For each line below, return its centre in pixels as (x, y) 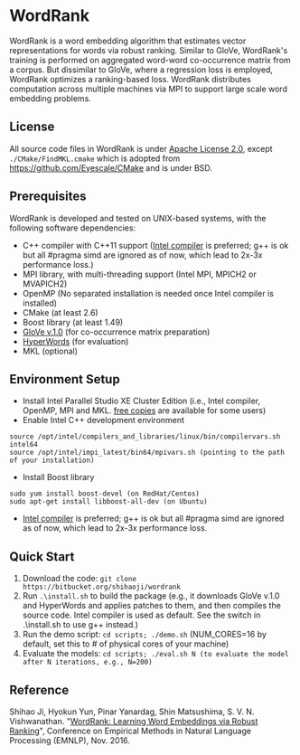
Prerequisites (48, 197)
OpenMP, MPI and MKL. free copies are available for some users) (144, 411)
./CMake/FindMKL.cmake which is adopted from (95, 158)
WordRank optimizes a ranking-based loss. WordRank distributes (130, 79)
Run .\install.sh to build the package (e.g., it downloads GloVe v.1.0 (151, 596)
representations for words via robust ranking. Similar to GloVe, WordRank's (149, 50)
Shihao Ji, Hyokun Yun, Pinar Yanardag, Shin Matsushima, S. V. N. (132, 712)
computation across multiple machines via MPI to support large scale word (148, 89)
